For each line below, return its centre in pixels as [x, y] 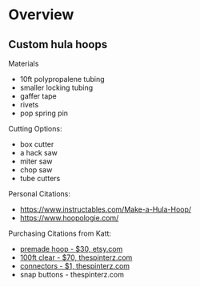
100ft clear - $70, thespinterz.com [76, 257]
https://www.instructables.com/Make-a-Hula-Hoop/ [106, 209]
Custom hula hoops [58, 44]
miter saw [36, 161]
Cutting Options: [35, 129]
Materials [24, 63]
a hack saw [39, 153]
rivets [29, 105]
